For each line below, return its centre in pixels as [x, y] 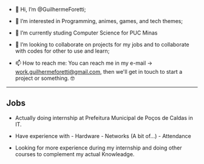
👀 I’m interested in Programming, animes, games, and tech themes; [99, 21]
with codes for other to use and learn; [62, 51]
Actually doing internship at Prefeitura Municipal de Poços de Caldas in [104, 117]
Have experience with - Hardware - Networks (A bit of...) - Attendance [103, 136]
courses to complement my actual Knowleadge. [75, 154]
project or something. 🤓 [45, 78]
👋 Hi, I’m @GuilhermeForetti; [50, 9]
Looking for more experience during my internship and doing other [98, 148]
